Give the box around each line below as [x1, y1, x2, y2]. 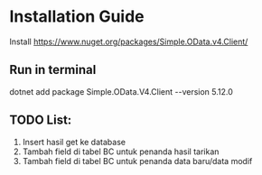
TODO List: [9, 113, 72, 128]
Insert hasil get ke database [22, 136, 126, 147]
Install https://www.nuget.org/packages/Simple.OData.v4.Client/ [9, 36, 248, 47]
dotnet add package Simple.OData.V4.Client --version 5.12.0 [9, 86, 233, 97]
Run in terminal [9, 62, 97, 78]
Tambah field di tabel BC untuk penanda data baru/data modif [22, 155, 253, 166]
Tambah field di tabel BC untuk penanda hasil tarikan [22, 146, 220, 157]
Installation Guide [9, 6, 145, 27]
